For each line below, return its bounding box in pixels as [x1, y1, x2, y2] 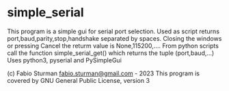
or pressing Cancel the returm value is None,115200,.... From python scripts [7, 41, 219, 50]
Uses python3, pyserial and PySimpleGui [7, 56, 122, 64]
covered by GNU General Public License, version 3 [7, 76, 150, 84]
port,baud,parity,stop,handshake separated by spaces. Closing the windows [7, 34, 222, 42]
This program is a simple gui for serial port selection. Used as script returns [7, 27, 220, 35]
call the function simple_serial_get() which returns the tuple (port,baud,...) [7, 49, 215, 57]
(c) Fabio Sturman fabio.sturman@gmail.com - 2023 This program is [7, 69, 200, 77]
